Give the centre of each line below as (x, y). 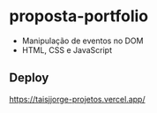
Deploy (29, 78)
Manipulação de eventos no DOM (82, 41)
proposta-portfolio (78, 16)
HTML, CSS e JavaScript (67, 49)
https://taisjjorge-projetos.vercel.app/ (77, 99)
